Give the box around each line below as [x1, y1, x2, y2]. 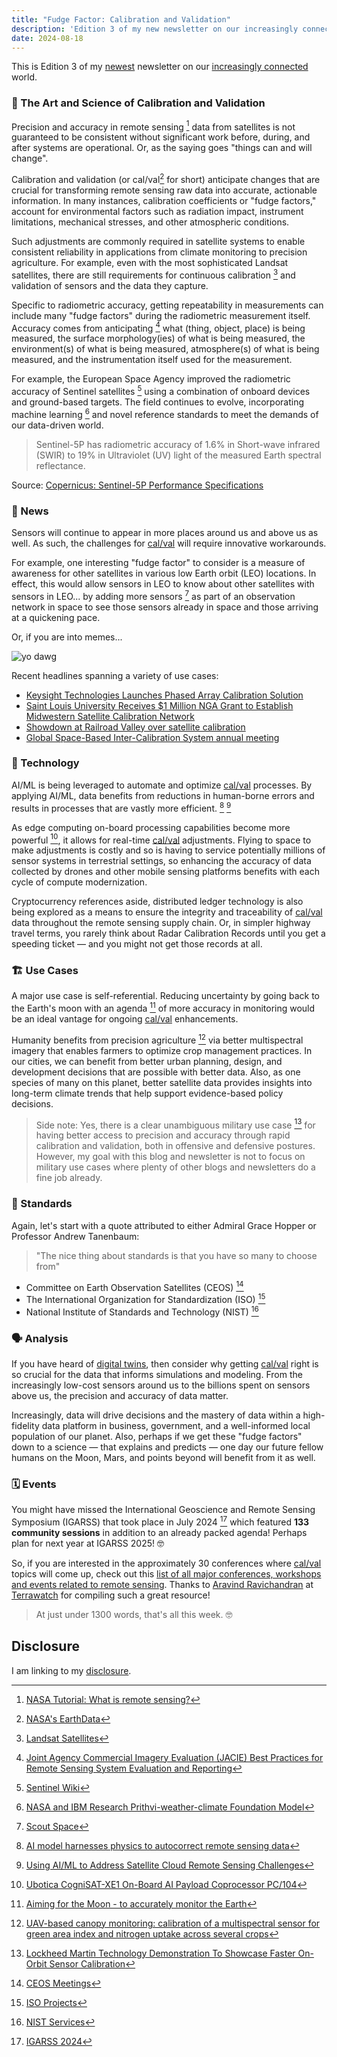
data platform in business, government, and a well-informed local [41, 1420, 311, 1431]
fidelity [11, 1420, 40, 1431]
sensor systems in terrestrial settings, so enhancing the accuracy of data [11, 855, 312, 867]
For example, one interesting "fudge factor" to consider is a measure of [11, 556, 306, 568]
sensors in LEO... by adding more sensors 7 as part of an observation [11, 588, 296, 602]
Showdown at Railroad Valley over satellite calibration [25, 721, 246, 733]
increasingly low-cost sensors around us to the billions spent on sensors [11, 1379, 311, 1391]
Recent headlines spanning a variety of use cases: [11, 669, 219, 681]
